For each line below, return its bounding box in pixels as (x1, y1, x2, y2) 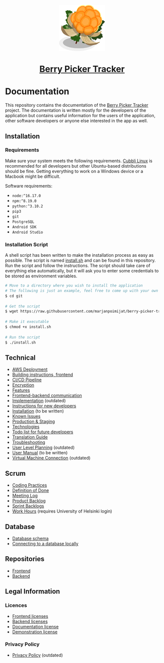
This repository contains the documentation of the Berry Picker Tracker (5, 102, 149, 108)
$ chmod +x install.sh (5, 324, 51, 330)
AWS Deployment (12, 367, 48, 372)
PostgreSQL (12, 219, 35, 224)
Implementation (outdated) (12, 398, 66, 404)
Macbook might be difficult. (5, 173, 61, 179)
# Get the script (5, 304, 41, 309)
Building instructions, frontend (12, 372, 73, 378)
